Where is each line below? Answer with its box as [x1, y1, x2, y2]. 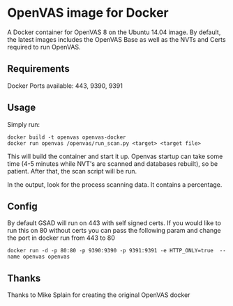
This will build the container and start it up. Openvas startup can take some [7, 152, 223, 160]
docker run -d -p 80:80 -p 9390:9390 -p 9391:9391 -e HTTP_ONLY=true [7, 247, 214, 254]
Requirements [7, 63, 70, 75]
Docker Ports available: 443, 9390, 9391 [7, 82, 123, 90]
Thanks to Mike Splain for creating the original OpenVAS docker [7, 291, 190, 299]
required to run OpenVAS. [7, 43, 82, 51]
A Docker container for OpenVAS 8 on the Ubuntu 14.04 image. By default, [7, 28, 221, 36]
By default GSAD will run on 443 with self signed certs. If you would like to [7, 219, 222, 227]
